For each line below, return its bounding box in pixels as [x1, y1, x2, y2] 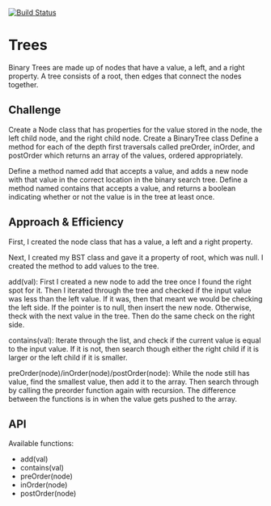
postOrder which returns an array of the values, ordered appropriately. [8, 150, 243, 160]
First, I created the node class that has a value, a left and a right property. [8, 237, 253, 247]
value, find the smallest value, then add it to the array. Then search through [8, 377, 259, 386]
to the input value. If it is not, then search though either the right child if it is [8, 344, 259, 353]
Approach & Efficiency [8, 215, 124, 230]
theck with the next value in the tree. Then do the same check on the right [8, 311, 255, 321]
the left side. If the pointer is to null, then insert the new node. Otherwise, [8, 302, 252, 312]
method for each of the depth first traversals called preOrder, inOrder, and [8, 141, 256, 151]
